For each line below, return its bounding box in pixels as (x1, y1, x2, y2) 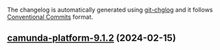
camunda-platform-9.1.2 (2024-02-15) (7, 32, 176, 44)
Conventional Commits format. (7, 13, 94, 21)
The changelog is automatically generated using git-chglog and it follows (7, 6, 214, 14)
